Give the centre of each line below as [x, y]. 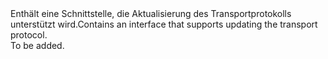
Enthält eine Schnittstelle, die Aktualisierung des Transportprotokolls [151, 13]
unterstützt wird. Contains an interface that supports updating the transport [164, 24]
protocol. [29, 35]
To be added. [37, 45]
